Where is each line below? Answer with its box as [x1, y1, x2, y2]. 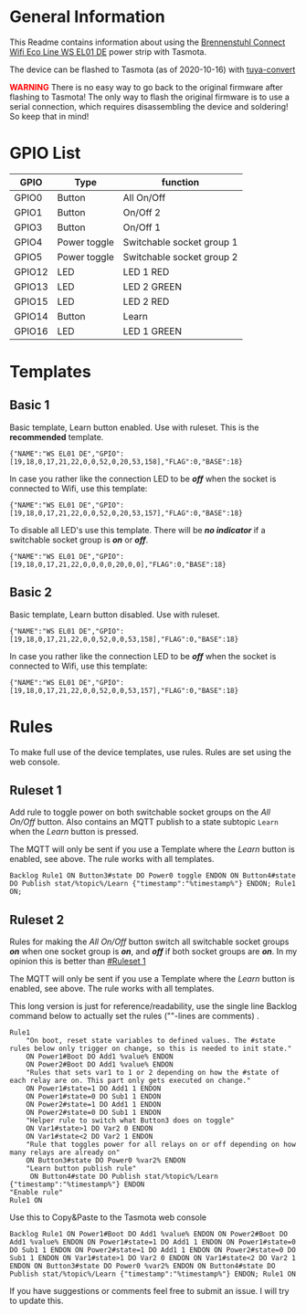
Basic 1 [9, 397, 50, 413]
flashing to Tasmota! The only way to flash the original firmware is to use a [9, 91, 290, 102]
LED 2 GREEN [122, 280, 183, 293]
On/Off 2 [122, 205, 162, 218]
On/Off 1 [122, 221, 162, 234]
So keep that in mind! [9, 110, 90, 121]
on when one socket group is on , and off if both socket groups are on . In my [9, 946, 298, 957]
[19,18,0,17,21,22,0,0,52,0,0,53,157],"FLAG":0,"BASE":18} [9, 686, 239, 695]
